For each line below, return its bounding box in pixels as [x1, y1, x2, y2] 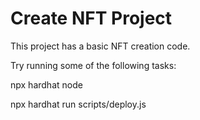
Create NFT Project [10, 7, 173, 30]
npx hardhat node [10, 78, 83, 91]
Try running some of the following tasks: [10, 59, 177, 71]
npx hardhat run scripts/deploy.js [10, 98, 147, 110]
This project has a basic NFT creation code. [10, 40, 191, 52]
